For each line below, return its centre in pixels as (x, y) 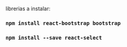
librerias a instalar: (28, 9)
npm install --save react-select (54, 37)
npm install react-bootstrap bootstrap (63, 23)
